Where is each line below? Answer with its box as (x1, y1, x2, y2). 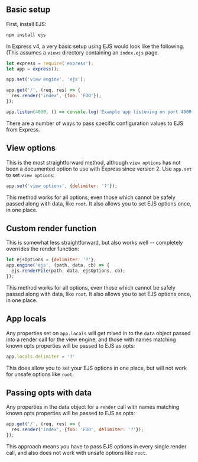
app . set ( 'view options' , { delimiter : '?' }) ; (6, 183, 118, 189)
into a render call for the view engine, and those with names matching (6, 336, 176, 343)
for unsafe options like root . (6, 370, 74, 378)
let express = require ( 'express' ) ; (6, 60, 94, 66)
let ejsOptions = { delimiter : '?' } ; (6, 257, 96, 263)
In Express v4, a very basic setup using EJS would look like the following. (6, 43, 184, 50)
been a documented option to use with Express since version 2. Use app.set (6, 165, 192, 172)
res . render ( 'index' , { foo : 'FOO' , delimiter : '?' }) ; (11, 426, 144, 433)
